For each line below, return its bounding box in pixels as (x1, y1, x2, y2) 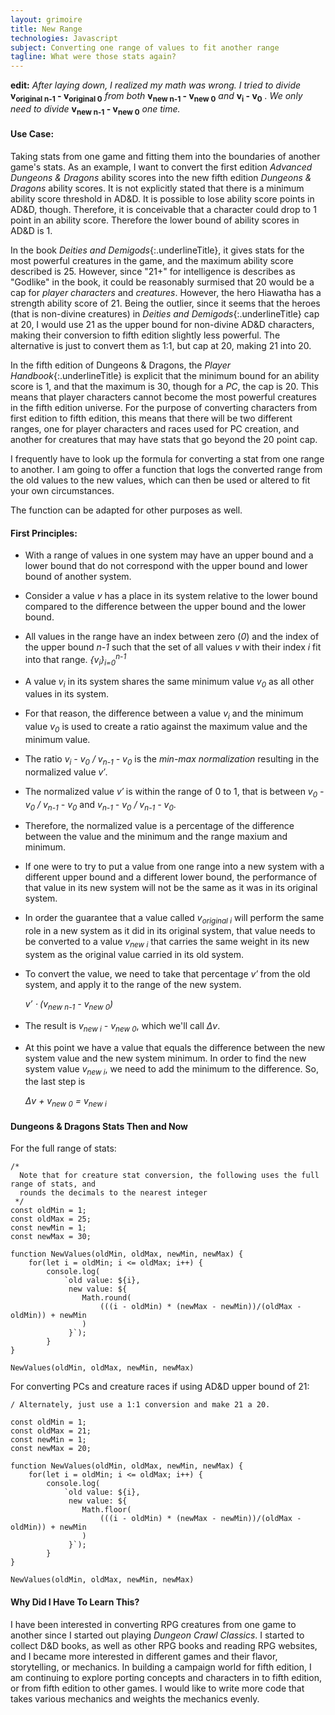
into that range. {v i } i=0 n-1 (24, 652, 127, 668)
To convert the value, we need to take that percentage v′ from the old (24, 967, 311, 980)
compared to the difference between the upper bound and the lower (24, 601, 307, 613)
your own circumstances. (10, 484, 115, 496)
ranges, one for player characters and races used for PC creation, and (10, 422, 300, 435)
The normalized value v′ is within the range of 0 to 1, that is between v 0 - (24, 785, 325, 800)
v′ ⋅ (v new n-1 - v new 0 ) (24, 997, 114, 1012)
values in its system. (24, 688, 109, 700)
